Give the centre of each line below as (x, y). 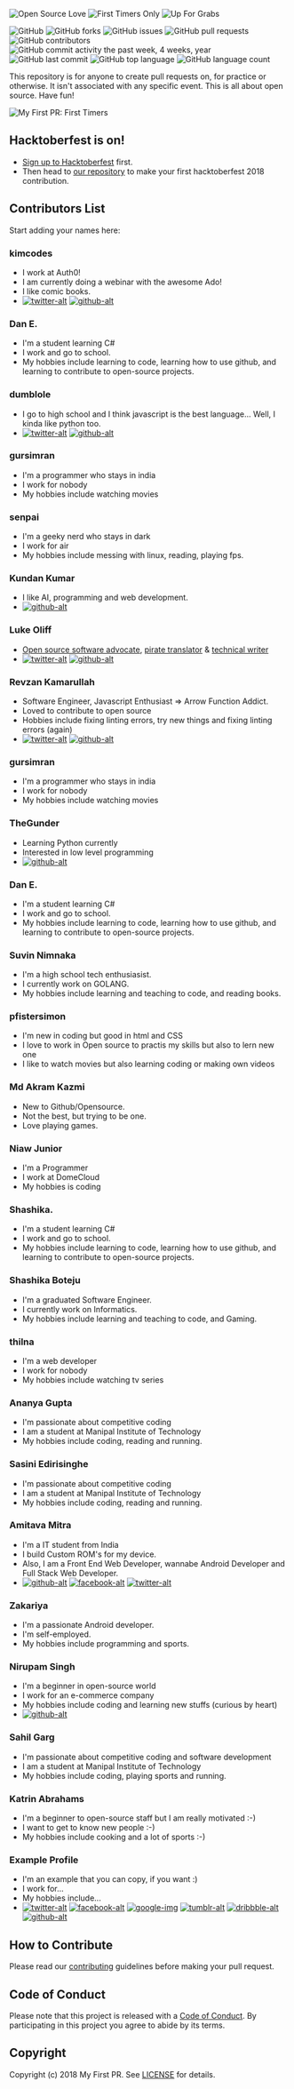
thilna (22, 1342)
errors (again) (47, 730)
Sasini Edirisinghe (49, 1464)
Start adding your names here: (65, 230)
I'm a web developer (60, 1360)
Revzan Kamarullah (52, 682)
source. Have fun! (42, 95)
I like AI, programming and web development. (105, 598)
